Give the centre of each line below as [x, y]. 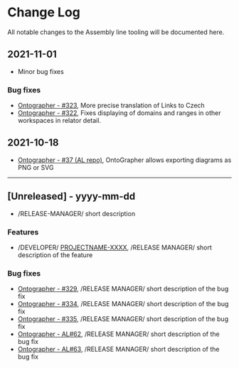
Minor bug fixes [41, 71]
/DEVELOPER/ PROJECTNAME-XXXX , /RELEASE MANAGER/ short [115, 247]
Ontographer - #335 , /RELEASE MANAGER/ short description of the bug [123, 319]
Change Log [44, 12]
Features [23, 232]
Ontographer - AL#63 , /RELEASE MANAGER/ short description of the [118, 350]
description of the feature [55, 255]
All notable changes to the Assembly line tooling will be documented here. [116, 32]
